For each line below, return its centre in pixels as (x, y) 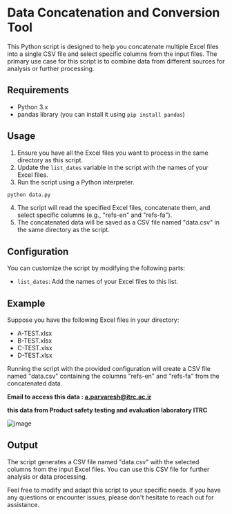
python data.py (29, 195)
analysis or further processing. (51, 68)
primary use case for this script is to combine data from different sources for (116, 61)
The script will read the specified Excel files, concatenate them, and (114, 208)
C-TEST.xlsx (35, 348)
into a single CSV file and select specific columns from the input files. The (112, 54)
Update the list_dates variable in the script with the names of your (113, 167)
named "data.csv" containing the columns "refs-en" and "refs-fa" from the (113, 376)
